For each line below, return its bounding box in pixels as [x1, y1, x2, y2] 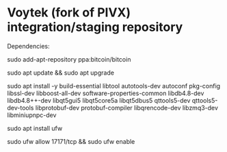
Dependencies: [7, 42, 50, 50]
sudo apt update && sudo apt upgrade [7, 68, 115, 77]
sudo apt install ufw [7, 124, 63, 132]
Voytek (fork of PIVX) [7, 5, 131, 21]
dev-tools [7, 103, 34, 112]
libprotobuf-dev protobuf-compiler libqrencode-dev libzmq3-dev [35, 103, 219, 112]
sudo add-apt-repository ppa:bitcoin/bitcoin [7, 55, 131, 63]
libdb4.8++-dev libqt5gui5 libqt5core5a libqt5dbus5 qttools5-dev [7, 96, 191, 104]
